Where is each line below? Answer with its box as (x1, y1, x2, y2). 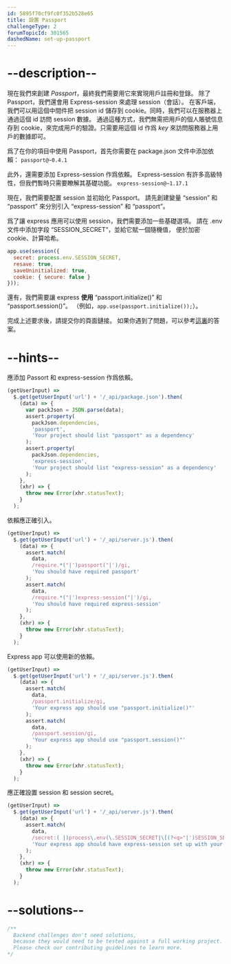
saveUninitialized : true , (13, 267, 88, 274)
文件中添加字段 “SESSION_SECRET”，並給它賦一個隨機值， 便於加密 (7, 226, 201, 234)
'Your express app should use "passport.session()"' (32, 736, 186, 744)
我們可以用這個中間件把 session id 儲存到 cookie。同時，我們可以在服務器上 (7, 106, 223, 115)
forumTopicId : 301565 (7, 29, 69, 37)
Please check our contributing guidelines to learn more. (13, 945, 184, 952)
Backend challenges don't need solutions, (13, 932, 137, 938)
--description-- (7, 66, 98, 81)
